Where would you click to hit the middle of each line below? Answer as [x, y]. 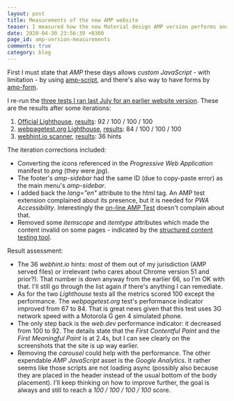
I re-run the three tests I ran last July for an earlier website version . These [113, 100]
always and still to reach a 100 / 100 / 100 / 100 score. [94, 390]
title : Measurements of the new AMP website [73, 20]
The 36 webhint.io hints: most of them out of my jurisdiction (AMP [112, 264]
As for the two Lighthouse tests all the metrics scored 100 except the [116, 294]
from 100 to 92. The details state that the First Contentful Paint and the [119, 331]
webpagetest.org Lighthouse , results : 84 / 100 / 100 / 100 [99, 129]
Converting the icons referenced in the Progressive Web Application [115, 163]
